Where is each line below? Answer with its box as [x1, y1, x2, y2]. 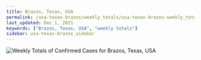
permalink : [6, 14, 33, 20]
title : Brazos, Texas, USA [6, 8, 74, 15]
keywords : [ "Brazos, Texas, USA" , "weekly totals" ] [6, 25, 138, 31]
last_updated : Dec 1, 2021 [6, 20, 74, 26]
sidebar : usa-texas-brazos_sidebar [6, 31, 95, 37]
